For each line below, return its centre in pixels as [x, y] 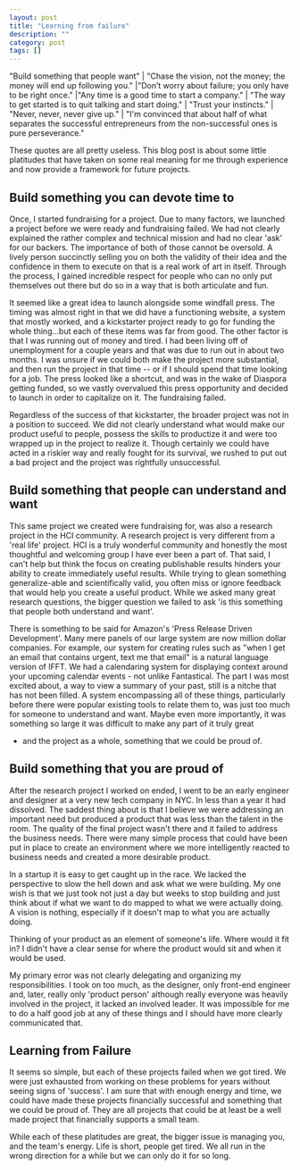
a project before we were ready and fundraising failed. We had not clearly [145, 228]
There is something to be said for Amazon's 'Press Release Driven [131, 628]
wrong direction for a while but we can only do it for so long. [120, 1156]
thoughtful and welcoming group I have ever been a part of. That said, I [140, 554]
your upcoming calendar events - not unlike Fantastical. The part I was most [149, 676]
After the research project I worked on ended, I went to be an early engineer [149, 790]
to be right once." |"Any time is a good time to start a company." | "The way [147, 96]
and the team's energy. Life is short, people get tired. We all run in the [137, 1146]
